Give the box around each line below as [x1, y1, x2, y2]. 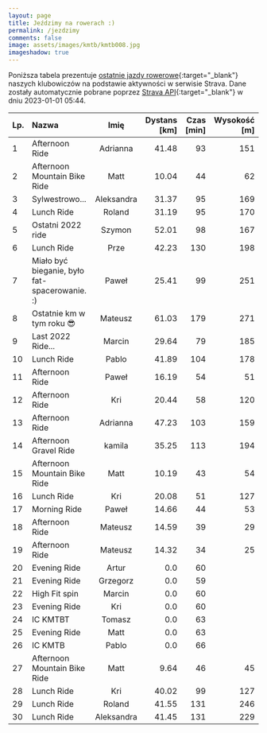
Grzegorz [99, 576, 134, 586]
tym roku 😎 [31, 318, 75, 328]
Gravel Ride [31, 445, 75, 456]
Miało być [31, 255, 68, 266]
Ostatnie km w [31, 308, 86, 319]
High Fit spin [31, 588, 79, 599]
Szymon [100, 224, 132, 235]
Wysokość [213, 114, 255, 126]
